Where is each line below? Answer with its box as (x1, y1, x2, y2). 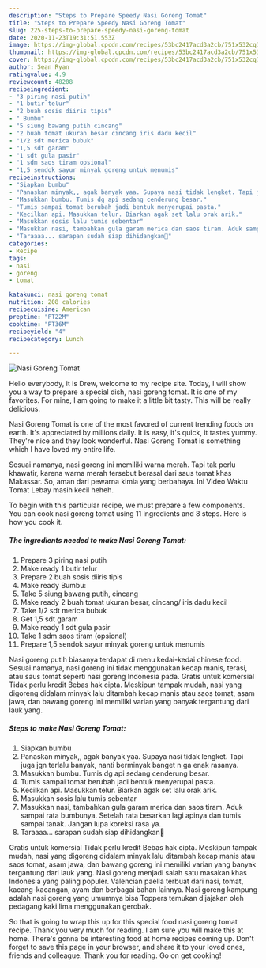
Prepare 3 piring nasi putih (20, 556, 107, 565)
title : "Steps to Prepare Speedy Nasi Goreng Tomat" (9, 19, 186, 27)
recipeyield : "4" (9, 328, 66, 336)
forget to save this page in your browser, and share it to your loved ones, (9, 943, 245, 952)
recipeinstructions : (9, 173, 77, 182)
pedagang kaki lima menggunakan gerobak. (9, 902, 152, 911)
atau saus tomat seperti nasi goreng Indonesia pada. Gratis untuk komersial (9, 672, 255, 681)
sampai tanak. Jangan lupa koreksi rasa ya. (20, 819, 161, 829)
